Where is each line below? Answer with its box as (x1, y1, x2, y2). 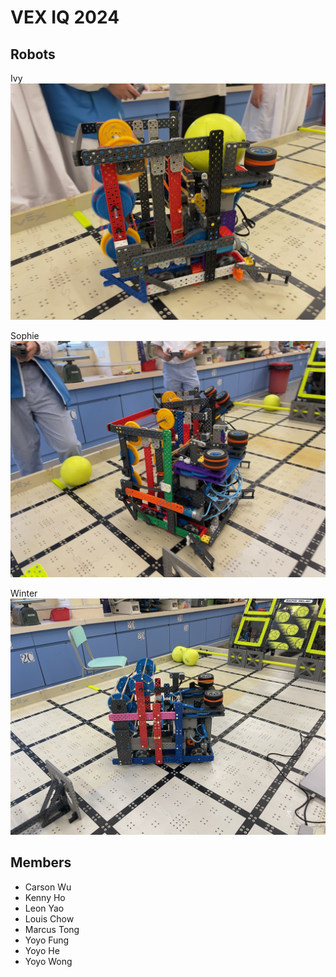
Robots (10, 46, 56, 63)
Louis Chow (24, 912, 75, 925)
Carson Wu (24, 881, 72, 893)
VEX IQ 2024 (10, 6, 120, 29)
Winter (10, 587, 38, 599)
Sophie (10, 330, 40, 341)
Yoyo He (24, 944, 60, 956)
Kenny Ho (24, 891, 66, 903)
